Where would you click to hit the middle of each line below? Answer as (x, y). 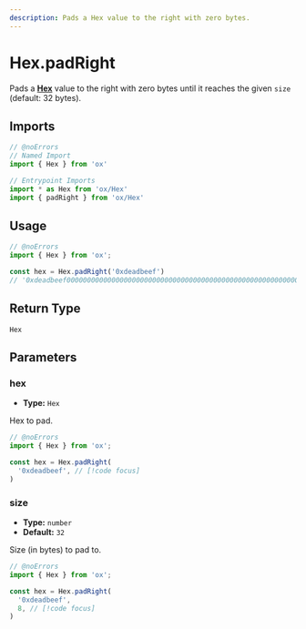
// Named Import (40, 156)
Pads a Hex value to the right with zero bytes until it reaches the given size (150, 88)
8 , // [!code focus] (56, 608)
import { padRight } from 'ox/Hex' (77, 198)
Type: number (47, 522)
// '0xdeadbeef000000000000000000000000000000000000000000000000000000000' (156, 280)
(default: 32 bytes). (46, 97)
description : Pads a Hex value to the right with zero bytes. (130, 18)
